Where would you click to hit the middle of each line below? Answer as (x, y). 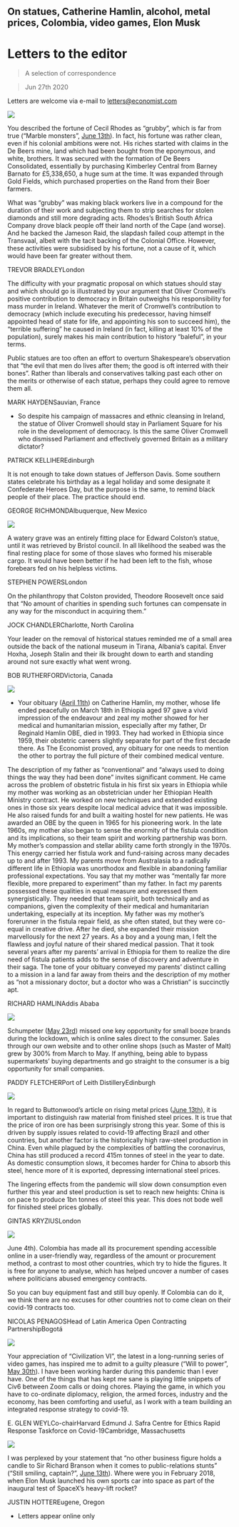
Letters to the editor (67, 54)
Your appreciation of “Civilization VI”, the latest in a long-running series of (116, 1356)
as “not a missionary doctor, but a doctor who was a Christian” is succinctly (118, 982)
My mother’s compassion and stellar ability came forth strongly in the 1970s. (119, 846)
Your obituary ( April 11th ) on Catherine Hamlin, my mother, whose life (119, 703)
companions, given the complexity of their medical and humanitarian (108, 906)
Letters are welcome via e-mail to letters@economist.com (92, 101)
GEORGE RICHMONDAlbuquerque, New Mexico (77, 511)
